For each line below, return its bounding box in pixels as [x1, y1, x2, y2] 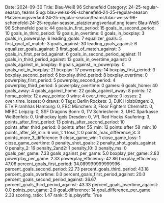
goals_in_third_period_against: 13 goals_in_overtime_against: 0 [5, 57, 132, 62]
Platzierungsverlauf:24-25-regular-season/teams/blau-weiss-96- [5, 15, 137, 20]
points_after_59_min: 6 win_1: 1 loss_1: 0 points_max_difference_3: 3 [5, 130, 140, 135]
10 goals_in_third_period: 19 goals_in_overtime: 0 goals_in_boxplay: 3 [5, 30, 145, 36]
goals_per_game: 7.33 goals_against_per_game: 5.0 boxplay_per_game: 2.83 [5, 150, 160, 156]
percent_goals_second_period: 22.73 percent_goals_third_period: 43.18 [5, 166, 149, 172]
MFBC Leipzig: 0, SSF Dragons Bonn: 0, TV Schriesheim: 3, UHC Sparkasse [5, 109, 158, 115]
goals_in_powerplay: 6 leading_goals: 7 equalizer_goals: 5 [5, 35, 122, 41]
